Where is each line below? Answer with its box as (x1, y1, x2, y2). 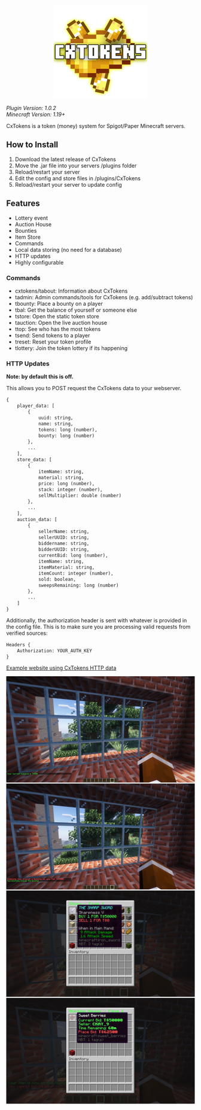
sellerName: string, (38, 528, 90, 535)
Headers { (6, 642, 31, 648)
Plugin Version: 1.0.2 (6, 105, 56, 111)
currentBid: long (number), (38, 552, 109, 559)
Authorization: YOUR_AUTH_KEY (17, 648, 93, 654)
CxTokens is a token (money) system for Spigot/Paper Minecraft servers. (6, 123, 185, 129)
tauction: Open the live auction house (14, 319, 108, 326)
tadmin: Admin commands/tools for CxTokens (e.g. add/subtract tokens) (14, 293, 193, 300)
